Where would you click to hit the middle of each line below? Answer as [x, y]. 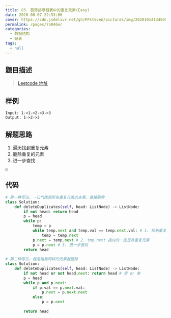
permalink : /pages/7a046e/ [34, 24]
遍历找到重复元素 [31, 148]
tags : [11, 43]
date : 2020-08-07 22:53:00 [34, 15]
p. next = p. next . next [64, 292]
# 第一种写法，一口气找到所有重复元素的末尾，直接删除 [55, 197]
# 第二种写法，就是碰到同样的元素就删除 [42, 259]
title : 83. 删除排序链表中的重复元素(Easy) [48, 10]
